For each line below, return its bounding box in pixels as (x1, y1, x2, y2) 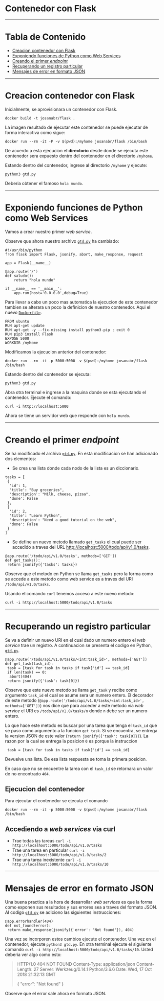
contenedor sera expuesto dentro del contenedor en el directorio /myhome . (5, 153, 154, 159)
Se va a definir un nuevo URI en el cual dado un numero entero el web (5, 637, 145, 643)
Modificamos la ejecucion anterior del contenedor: (5, 349, 106, 355)
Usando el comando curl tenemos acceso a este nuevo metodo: (5, 590, 135, 596)
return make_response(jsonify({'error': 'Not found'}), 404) (7, 928, 134, 932)
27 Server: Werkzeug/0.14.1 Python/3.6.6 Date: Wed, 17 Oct (33, 966, 152, 972)
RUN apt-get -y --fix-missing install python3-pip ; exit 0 (5, 327, 130, 332)
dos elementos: (5, 456, 36, 462)
